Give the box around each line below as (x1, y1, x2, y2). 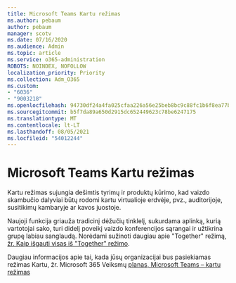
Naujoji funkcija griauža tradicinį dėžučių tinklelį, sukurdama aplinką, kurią (7, 217, 221, 225)
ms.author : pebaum (7, 17, 61, 24)
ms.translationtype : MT (7, 115, 77, 122)
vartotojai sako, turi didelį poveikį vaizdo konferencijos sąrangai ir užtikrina (7, 225, 223, 233)
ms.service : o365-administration (7, 56, 105, 63)
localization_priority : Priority (7, 69, 105, 76)
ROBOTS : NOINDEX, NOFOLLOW (7, 63, 86, 70)
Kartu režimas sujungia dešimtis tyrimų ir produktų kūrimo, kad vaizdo (7, 188, 210, 197)
